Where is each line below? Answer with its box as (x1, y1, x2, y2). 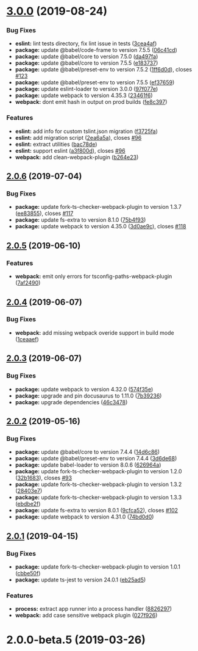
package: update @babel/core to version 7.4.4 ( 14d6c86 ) (15, 448, 160, 456)
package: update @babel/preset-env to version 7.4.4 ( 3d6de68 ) (15, 455, 177, 462)
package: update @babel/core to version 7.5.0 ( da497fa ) (15, 53, 158, 60)
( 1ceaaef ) (15, 335, 40, 343)
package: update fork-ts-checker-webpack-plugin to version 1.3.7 (15, 203, 182, 211)
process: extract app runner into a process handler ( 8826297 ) (15, 605, 172, 613)
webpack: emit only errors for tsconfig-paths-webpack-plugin (15, 273, 172, 280)
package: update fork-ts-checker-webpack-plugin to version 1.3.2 (15, 481, 182, 488)
